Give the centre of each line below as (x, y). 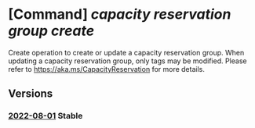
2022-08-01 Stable (46, 116)
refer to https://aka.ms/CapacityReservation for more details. (107, 69)
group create (51, 31)
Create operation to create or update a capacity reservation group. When (126, 52)
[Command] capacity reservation (120, 14)
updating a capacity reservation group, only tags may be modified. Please (127, 61)
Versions (31, 94)
